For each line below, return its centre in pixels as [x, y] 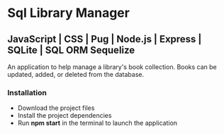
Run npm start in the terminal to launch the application [97, 123]
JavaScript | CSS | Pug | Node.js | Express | [105, 39]
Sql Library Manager [68, 13]
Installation [27, 92]
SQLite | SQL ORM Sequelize [71, 50]
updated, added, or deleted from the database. [76, 74]
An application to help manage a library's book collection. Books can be [112, 67]
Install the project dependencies [65, 116]
